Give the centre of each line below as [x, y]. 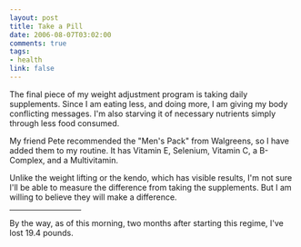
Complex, [27, 160]
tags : [20, 52]
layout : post [34, 18]
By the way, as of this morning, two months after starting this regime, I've [147, 222]
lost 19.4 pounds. [42, 232]
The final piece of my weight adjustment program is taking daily [129, 94]
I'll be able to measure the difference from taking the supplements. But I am [151, 187]
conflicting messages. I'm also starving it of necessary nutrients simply [143, 114]
